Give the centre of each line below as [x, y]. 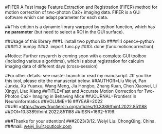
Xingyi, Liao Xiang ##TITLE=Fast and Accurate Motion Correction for [74, 91]
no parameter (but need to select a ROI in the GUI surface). [64, 32]
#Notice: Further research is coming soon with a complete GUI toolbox [76, 56]
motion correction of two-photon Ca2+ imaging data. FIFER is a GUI [73, 12]
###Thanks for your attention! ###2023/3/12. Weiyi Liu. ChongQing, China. [81, 121]
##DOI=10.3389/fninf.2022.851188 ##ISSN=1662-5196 [60, 112]
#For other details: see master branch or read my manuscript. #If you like [78, 75]
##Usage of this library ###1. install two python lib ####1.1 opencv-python [80, 41]
